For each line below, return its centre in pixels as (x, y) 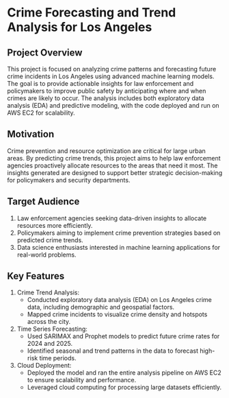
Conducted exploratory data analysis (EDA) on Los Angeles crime (119, 300)
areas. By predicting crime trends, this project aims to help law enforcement (114, 158)
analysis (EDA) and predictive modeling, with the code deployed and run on (113, 105)
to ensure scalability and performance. (82, 380)
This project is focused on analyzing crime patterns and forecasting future (112, 69)
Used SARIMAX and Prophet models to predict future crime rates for (123, 336)
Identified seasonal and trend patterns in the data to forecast (112, 351)
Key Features (36, 276)
